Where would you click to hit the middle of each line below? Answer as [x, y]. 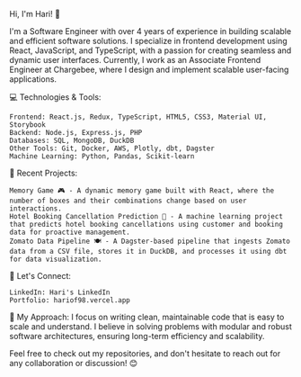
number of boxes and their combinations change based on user [128, 201]
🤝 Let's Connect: [40, 276]
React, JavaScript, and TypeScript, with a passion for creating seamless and [150, 50]
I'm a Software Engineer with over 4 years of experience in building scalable [150, 31]
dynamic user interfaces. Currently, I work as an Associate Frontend [135, 60]
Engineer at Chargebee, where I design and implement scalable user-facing [149, 69]
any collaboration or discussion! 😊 [74, 363]
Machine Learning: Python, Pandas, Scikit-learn [102, 157]
